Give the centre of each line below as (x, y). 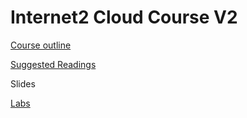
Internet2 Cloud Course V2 (124, 17)
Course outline (41, 45)
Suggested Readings (53, 64)
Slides (23, 83)
